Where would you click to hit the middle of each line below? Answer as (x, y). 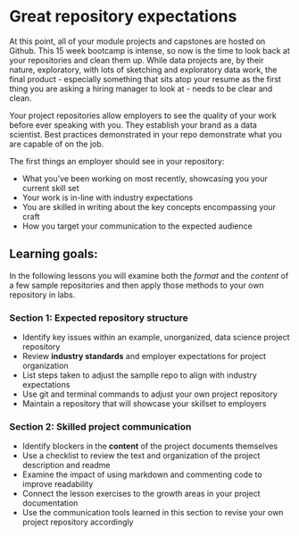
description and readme (66, 465)
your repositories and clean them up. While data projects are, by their (137, 60)
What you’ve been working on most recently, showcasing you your (145, 178)
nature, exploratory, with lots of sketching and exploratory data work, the (143, 70)
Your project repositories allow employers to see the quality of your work (143, 115)
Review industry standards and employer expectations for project (144, 356)
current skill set (50, 188)
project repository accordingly (78, 522)
